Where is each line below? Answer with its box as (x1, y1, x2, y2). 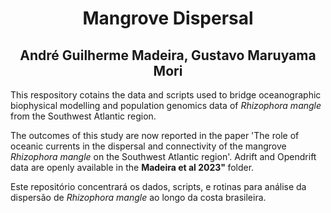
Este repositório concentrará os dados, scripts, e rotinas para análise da (10, 181, 307, 192)
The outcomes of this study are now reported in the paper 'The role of (10, 130, 300, 141)
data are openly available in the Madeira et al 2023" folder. (10, 162, 255, 173)
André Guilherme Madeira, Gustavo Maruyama (19, 47, 317, 64)
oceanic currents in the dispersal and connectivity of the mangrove (10, 140, 287, 152)
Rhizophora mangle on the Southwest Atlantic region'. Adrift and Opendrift (10, 151, 317, 162)
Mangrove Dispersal (82, 7, 254, 30)
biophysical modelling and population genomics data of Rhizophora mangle (10, 100, 322, 111)
